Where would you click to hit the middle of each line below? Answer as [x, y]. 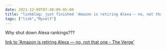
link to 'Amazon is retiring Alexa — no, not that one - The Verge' [70, 42]
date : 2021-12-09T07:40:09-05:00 [40, 10]
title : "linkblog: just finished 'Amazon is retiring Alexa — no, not [79, 14]
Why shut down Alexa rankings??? [40, 33]
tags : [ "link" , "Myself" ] [31, 19]
